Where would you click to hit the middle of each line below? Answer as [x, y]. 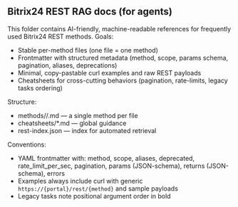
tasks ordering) [40, 87]
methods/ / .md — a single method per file [78, 115]
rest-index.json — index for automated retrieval [87, 130]
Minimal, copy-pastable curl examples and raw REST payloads [109, 73]
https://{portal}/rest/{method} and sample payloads [98, 189]
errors [56, 173]
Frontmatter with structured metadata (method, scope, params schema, [123, 58]
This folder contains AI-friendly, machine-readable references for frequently [119, 28]
